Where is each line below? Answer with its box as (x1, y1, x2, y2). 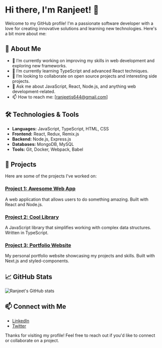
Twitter (12, 323, 27, 329)
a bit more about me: (5, 31, 47, 36)
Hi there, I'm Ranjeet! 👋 (5, 4, 99, 16)
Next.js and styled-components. (5, 258, 69, 264)
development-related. (12, 88, 56, 94)
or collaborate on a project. (5, 337, 59, 343)
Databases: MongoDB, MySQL (12, 141, 74, 147)
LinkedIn (12, 317, 30, 324)
